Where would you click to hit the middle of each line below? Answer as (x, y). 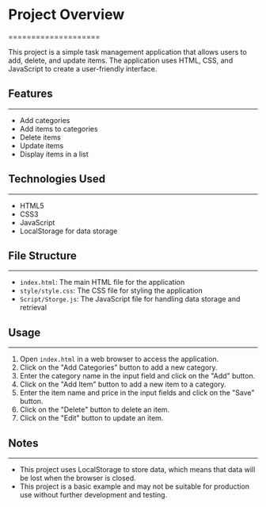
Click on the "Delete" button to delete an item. (95, 409)
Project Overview (66, 15)
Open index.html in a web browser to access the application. (119, 359)
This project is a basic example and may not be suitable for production (135, 486)
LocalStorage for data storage (68, 231)
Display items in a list (54, 154)
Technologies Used (57, 179)
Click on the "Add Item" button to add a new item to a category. (123, 384)
